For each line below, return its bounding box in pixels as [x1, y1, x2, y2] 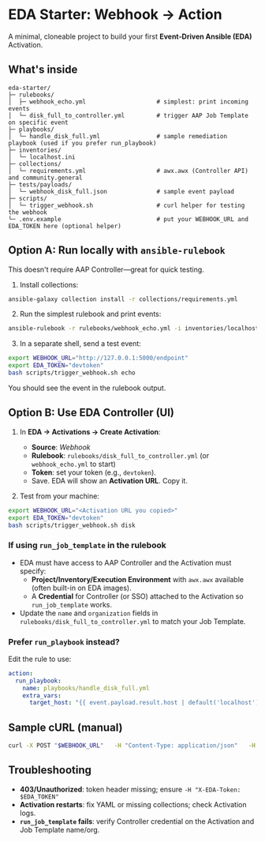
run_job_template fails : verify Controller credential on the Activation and [19, 816, 255, 826]
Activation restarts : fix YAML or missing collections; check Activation [19, 799, 247, 809]
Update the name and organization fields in [19, 608, 159, 618]
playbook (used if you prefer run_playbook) [8, 139, 157, 147]
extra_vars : [22, 691, 62, 700]
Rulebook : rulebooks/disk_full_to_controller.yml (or [31, 450, 210, 460]
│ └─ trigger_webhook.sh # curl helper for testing [8, 201, 245, 209]
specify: [19, 566, 47, 576]
